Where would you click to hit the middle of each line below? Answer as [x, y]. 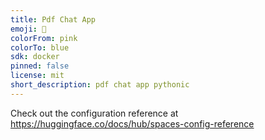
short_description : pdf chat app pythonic [100, 85]
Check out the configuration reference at [94, 113]
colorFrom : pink [44, 38]
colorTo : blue [40, 47]
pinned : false [40, 66]
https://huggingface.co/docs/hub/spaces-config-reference [132, 123]
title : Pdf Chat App [53, 19]
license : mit [37, 76]
